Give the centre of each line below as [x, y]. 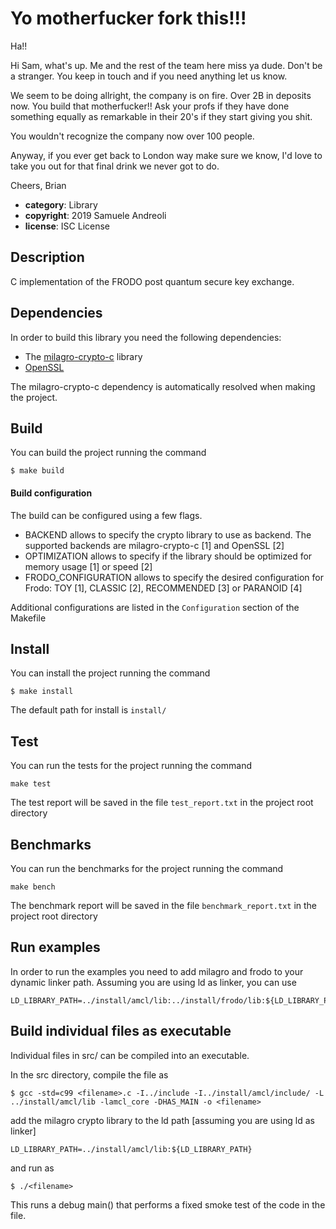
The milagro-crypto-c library [83, 356]
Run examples [55, 947]
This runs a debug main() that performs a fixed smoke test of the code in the [168, 1204]
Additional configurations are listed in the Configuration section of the [155, 607]
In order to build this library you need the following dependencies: [146, 337]
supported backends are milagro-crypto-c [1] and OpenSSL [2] [154, 545]
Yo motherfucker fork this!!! [128, 18]
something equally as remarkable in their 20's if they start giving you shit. [161, 116]
